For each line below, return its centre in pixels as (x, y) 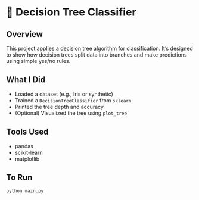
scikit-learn (29, 152)
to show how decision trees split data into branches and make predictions (97, 55)
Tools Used (27, 132)
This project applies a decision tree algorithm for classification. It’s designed (100, 48)
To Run (19, 178)
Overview (25, 34)
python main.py (25, 191)
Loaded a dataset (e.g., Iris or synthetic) (64, 94)
